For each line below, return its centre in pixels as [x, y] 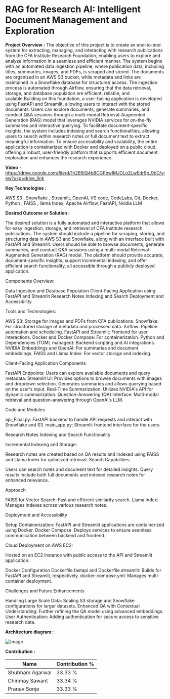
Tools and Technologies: [31, 311]
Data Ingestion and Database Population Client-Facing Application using [80, 291]
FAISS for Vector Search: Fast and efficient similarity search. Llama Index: [82, 500]
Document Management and [67, 20]
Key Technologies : [26, 188]
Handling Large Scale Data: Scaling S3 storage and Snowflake [70, 600]
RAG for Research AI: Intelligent [73, 9]
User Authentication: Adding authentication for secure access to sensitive [82, 617]
